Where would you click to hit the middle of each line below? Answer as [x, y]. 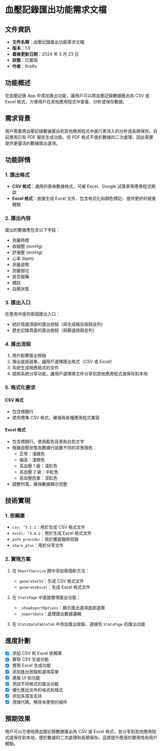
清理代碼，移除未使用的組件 [40, 702]
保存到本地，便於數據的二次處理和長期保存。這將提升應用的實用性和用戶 [85, 737]
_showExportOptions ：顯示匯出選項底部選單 [62, 607]
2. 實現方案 [18, 559]
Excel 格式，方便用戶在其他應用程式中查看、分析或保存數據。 [66, 101]
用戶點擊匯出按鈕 [29, 356]
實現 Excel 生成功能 [31, 666]
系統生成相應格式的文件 [35, 368]
